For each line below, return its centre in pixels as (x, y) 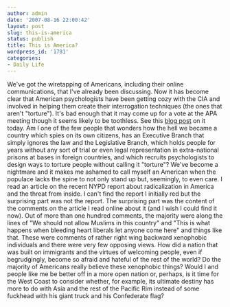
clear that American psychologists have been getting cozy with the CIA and (114, 99)
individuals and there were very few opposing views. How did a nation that (113, 245)
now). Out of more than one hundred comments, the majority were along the (115, 215)
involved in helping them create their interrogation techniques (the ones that (115, 106)
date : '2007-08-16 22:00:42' (49, 20)
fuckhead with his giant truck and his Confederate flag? (86, 295)
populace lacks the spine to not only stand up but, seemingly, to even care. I (115, 179)
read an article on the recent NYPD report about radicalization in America (111, 186)
